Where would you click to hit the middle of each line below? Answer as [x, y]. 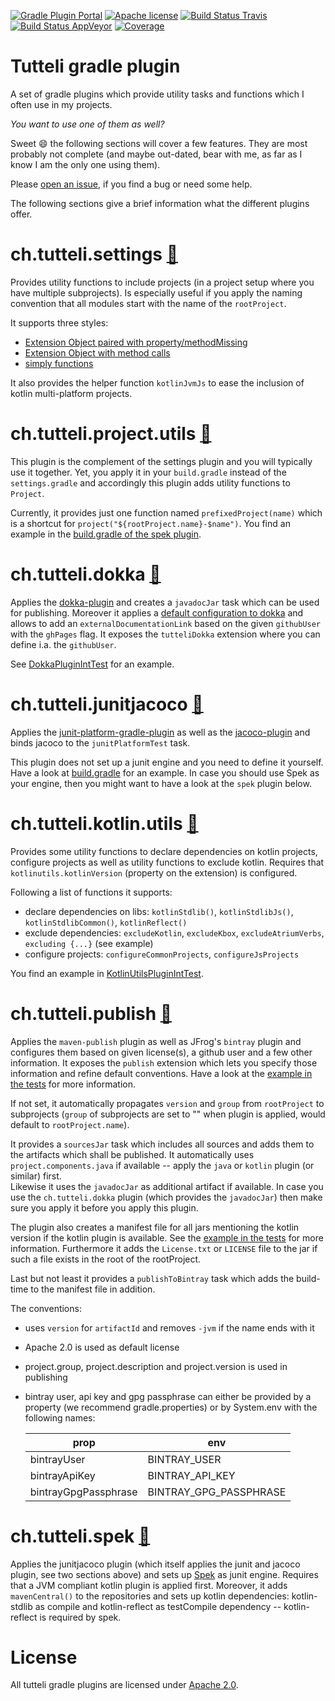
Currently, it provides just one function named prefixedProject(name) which [166, 512]
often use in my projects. [61, 104]
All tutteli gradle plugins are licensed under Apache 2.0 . [124, 1685]
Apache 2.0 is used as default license [102, 1347]
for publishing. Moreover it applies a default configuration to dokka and [157, 612]
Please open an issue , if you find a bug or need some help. [131, 184]
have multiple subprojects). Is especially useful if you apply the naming [156, 292]
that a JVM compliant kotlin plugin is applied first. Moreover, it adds [149, 1585]
